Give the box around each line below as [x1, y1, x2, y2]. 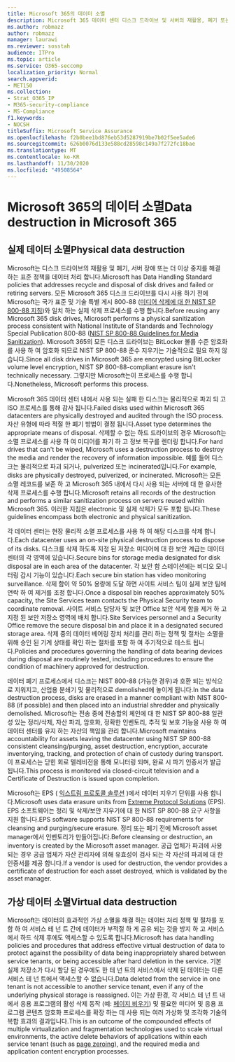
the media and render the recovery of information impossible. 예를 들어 [7, 453, 211, 462]
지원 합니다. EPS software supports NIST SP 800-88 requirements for [7, 815, 204, 823]
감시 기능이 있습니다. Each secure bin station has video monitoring [20, 570, 206, 579]
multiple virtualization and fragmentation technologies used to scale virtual [7, 1025, 222, 1033]
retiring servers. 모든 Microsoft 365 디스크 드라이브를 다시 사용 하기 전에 [7, 289, 208, 297]
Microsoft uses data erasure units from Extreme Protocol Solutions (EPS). [14, 797, 226, 806]
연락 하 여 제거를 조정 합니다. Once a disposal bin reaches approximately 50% [7, 588, 225, 596]
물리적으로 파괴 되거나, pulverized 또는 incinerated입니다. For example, [20, 462, 217, 470]
